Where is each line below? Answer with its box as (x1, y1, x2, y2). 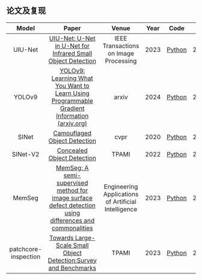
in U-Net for (55, 42, 90, 50)
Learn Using (55, 89, 90, 98)
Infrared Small (52, 49, 93, 57)
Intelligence (104, 205, 138, 213)
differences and (50, 216, 95, 225)
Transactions (102, 42, 139, 50)
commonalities (51, 223, 93, 232)
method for (57, 186, 88, 194)
